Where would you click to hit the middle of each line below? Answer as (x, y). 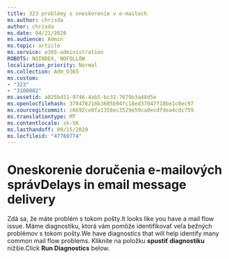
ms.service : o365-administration (56, 53)
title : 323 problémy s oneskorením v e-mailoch (77, 14)
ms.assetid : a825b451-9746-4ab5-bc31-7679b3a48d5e (82, 98)
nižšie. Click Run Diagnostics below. (59, 248)
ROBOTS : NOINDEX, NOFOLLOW (46, 59)
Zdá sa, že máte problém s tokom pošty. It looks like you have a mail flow (111, 219)
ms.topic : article (34, 46)
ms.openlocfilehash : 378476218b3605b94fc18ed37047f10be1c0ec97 (101, 104)
